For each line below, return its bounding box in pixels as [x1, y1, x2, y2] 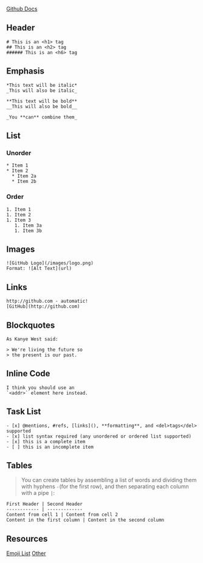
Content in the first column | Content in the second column [6, 517, 165, 523]
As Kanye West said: [6, 336, 59, 342]
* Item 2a [12, 173, 36, 179]
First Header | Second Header [6, 501, 83, 507]
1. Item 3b [14, 227, 43, 233]
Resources [6, 533, 48, 544]
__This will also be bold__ [6, 103, 78, 109]
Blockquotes [6, 320, 55, 330]
